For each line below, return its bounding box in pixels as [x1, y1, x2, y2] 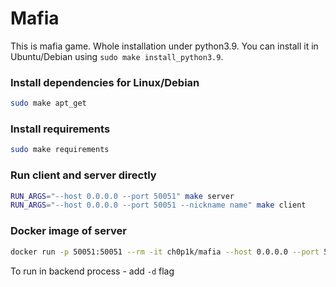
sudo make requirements [10, 145, 110, 155]
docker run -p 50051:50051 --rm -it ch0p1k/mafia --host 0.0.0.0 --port [10, 247, 320, 257]
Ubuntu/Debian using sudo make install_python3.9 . [10, 50, 224, 62]
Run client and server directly [10, 168, 157, 182]
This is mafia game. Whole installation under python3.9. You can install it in [10, 40, 319, 52]
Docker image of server [10, 224, 127, 238]
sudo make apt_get [10, 98, 87, 109]
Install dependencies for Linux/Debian [10, 75, 200, 89]
